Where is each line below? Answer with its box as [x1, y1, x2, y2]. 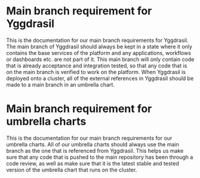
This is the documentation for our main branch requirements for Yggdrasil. [6, 36, 189, 44]
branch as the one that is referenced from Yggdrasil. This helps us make [6, 147, 184, 154]
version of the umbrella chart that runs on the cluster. [6, 166, 137, 173]
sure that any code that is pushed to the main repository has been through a [6, 154, 193, 161]
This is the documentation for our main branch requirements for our [6, 134, 173, 142]
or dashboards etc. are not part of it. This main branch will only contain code [6, 56, 195, 63]
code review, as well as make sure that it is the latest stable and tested [6, 159, 179, 167]
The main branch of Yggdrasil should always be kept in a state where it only [6, 43, 193, 50]
